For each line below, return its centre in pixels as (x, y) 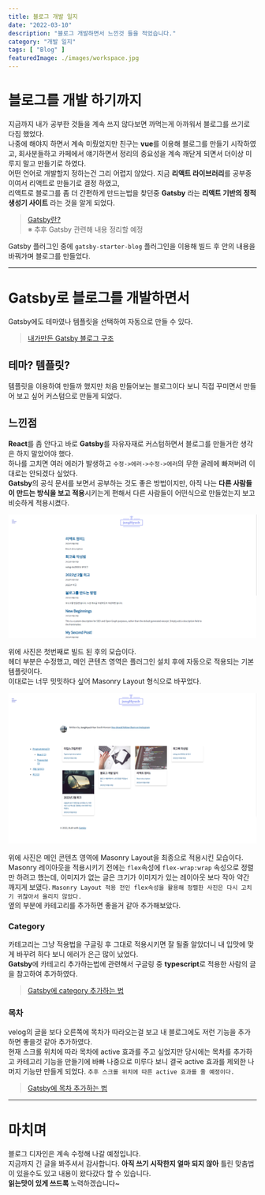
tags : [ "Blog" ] (37, 50)
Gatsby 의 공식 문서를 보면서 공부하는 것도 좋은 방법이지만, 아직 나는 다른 (120, 483)
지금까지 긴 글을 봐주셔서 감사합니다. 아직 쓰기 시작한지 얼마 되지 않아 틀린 (121, 1163)
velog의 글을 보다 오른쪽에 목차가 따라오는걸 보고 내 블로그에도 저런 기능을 (122, 1032)
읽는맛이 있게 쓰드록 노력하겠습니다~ (64, 1183)
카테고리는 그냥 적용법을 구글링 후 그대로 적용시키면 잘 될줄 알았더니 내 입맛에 (127, 944)
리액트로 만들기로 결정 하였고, (74, 183)
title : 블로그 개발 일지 (43, 17)
